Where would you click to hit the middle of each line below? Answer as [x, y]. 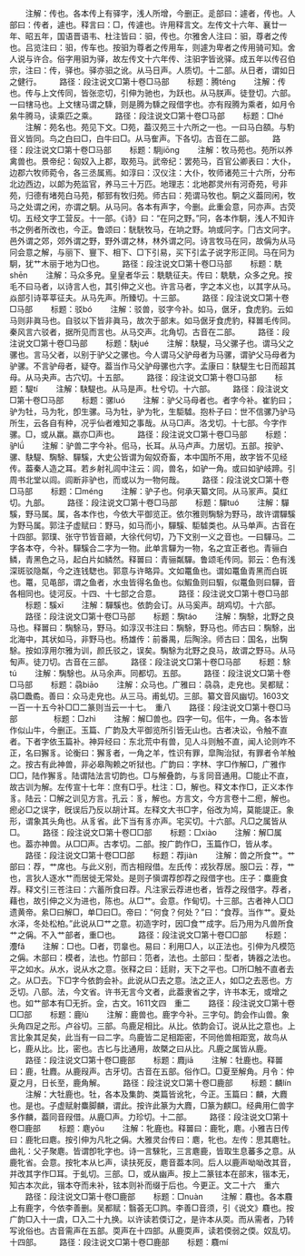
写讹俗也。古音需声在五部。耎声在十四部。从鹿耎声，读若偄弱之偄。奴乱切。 [152, 1231]
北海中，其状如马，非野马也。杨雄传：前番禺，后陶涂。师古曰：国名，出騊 [148, 639]
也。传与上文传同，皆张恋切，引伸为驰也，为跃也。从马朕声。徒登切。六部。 [152, 93]
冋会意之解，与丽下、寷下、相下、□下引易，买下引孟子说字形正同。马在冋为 [152, 252]
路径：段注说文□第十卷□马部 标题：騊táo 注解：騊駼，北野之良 [160, 616]
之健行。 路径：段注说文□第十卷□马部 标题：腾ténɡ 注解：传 [148, 81]
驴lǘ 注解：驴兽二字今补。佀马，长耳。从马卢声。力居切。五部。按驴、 [149, 446]
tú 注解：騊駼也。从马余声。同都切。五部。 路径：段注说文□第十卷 [150, 673]
